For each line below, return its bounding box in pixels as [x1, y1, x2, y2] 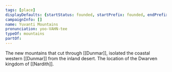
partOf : [5, 36, 22, 41]
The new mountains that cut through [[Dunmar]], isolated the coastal [5, 50, 150, 56]
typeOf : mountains [5, 31, 45, 36]
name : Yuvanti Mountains [5, 21, 58, 27]
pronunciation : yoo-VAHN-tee [5, 27, 68, 32]
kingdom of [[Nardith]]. [5, 61, 54, 67]
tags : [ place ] [5, 7, 36, 13]
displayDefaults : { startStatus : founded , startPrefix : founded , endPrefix [5, 12, 168, 17]
